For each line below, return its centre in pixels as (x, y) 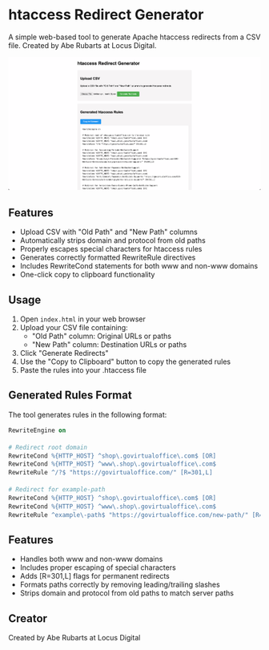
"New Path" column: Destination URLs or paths (109, 345)
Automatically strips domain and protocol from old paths (112, 240)
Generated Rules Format (70, 396)
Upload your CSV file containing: (74, 328)
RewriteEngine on (37, 430)
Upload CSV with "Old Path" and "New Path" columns (108, 232)
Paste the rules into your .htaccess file (83, 370)
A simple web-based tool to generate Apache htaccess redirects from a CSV (134, 37)
